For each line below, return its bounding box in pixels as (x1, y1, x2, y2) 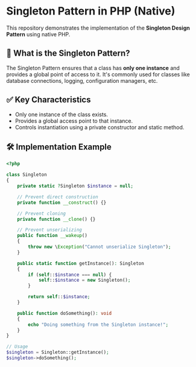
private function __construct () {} (17, 200, 107, 206)
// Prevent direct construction (17, 193, 98, 200)
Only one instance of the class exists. (14, 111, 109, 118)
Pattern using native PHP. (6, 30, 71, 37)
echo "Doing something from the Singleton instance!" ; (28, 322, 169, 328)
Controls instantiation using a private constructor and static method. (14, 123, 185, 131)
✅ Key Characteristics (6, 95, 91, 105)
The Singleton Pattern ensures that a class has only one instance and (6, 64, 180, 71)
